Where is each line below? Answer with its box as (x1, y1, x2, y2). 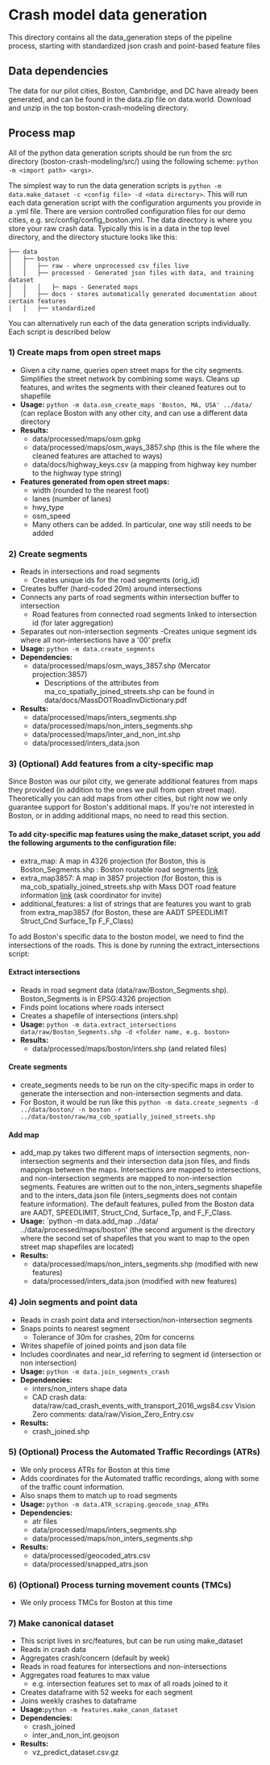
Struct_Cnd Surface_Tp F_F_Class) (19, 916, 135, 926)
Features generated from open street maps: (19, 476, 170, 486)
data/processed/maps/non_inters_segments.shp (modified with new (31, 1259, 259, 1269)
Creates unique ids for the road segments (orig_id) (31, 575, 200, 585)
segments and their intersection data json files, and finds (61, 1156, 251, 1166)
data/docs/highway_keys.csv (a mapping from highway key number (31, 459, 257, 469)
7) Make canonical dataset (8, 1618, 114, 1629)
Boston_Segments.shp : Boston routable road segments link (19, 864, 219, 874)
